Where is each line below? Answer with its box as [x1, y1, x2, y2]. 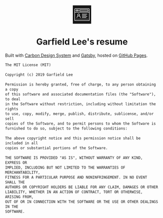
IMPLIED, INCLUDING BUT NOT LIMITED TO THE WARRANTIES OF [5, 165, 125, 170]
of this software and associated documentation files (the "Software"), [5, 91, 156, 97]
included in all [5, 140, 38, 146]
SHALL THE [5, 179, 25, 185]
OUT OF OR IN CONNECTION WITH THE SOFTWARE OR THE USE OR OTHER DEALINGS [5, 199, 159, 204]
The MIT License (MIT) [5, 62, 51, 67]
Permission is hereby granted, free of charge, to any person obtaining [5, 82, 156, 87]
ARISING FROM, [5, 194, 34, 199]
